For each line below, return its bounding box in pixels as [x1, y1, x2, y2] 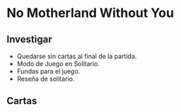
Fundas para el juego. [16, 67, 81, 75]
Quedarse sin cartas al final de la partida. [16, 52, 137, 60]
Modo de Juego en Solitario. [16, 60, 100, 68]
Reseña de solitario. [16, 74, 75, 83]
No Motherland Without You [6, 5, 175, 21]
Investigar [6, 33, 52, 45]
